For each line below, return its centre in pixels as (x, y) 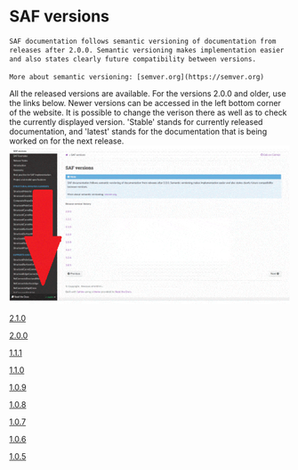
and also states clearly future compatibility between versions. (133, 59)
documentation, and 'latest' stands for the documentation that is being (138, 131)
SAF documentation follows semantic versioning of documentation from (143, 41)
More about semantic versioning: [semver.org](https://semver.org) (137, 77)
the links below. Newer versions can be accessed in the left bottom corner (145, 103)
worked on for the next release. (67, 141)
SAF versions (59, 16)
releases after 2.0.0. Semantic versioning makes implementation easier (147, 50)
